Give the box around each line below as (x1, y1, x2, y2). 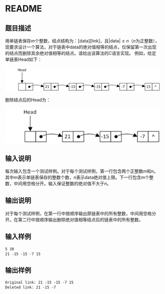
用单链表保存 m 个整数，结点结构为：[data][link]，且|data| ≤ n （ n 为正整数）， (5, 38, 160, 43)
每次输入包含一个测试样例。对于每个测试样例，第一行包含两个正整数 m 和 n (5, 168, 154, 174)
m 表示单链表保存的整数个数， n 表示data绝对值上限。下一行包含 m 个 (14, 174, 149, 180)
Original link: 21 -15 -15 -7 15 (5, 280, 74, 285)
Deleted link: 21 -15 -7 (5, 285, 56, 290)
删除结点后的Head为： (5, 97, 51, 103)
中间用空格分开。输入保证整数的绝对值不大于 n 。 (13, 180, 112, 186)
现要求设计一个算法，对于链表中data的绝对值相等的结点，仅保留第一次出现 (5, 44, 157, 50)
